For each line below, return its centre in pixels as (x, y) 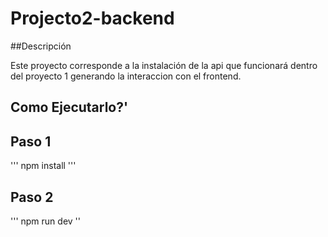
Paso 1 (31, 141)
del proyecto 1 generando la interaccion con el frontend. (126, 76)
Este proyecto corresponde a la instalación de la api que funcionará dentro (164, 65)
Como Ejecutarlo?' (69, 107)
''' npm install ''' (43, 166)
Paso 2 (32, 197)
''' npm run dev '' (45, 221)
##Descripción (41, 46)
